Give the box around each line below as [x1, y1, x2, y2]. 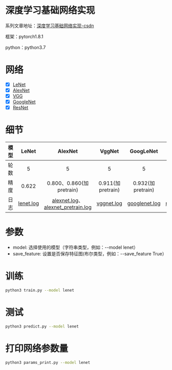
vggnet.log [96, 200, 123, 207]
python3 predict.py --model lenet [5, 323, 79, 329]
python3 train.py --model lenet [5, 288, 74, 293]
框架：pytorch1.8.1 [5, 33, 44, 39]
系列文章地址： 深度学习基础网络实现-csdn [5, 23, 94, 29]
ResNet [12, 104, 29, 111]
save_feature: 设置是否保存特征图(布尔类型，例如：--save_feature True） [12, 251, 167, 257]
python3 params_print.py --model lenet [5, 360, 91, 365]
